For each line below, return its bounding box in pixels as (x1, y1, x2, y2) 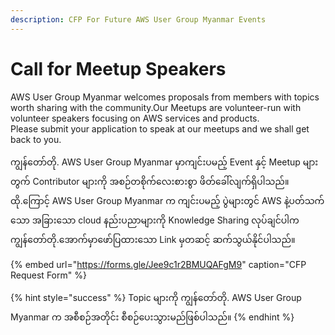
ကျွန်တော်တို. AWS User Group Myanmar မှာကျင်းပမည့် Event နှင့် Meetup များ (10, 156, 319, 168)
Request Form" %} (10, 269, 87, 281)
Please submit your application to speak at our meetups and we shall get (10, 122, 310, 135)
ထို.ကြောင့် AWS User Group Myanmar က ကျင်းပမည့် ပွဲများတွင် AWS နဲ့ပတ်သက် (10, 194, 325, 206)
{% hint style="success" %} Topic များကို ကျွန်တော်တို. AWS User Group (10, 291, 302, 303)
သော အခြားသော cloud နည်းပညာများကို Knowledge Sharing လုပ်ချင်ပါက (10, 214, 300, 226)
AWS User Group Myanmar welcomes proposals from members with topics (10, 91, 320, 103)
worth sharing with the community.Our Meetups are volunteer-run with (10, 101, 302, 113)
